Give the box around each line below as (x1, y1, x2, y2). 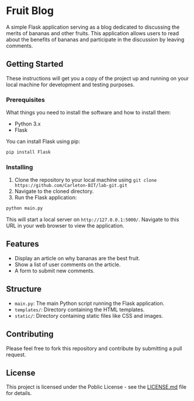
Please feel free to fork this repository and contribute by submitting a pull (6, 345, 182, 352)
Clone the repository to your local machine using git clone (14, 176, 157, 183)
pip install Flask (6, 149, 51, 155)
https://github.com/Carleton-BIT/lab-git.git (14, 183, 127, 189)
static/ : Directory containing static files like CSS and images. (14, 312, 164, 319)
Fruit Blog (6, 4, 54, 18)
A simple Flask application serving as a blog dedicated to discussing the (6, 23, 180, 30)
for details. (6, 390, 32, 397)
